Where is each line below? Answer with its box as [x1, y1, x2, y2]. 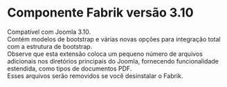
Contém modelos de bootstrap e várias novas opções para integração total [7, 35, 221, 43]
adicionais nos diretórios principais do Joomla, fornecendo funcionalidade [7, 57, 219, 65]
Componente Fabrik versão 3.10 [7, 5, 194, 21]
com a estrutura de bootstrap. [7, 42, 93, 50]
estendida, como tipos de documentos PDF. [7, 64, 132, 72]
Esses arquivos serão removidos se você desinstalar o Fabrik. [7, 71, 183, 80]
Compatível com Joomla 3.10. [7, 28, 91, 36]
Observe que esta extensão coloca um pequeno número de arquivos [7, 50, 203, 58]
